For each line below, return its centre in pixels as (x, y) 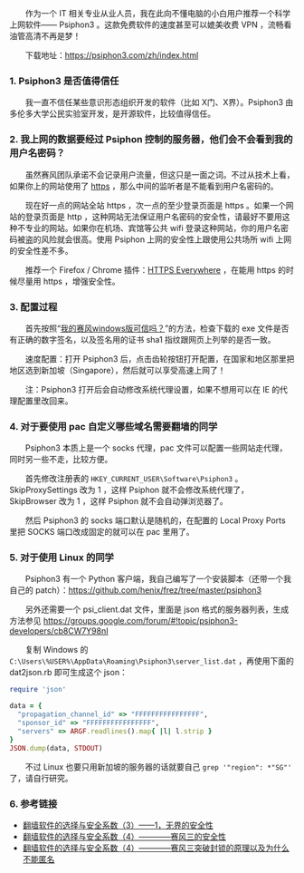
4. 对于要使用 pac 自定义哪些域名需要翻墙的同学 (114, 426)
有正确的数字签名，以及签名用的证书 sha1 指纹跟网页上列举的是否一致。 (142, 339)
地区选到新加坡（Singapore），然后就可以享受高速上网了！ (118, 370)
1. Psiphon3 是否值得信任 (64, 81)
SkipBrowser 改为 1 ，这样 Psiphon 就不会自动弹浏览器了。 (119, 501)
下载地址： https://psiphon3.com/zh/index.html (112, 55)
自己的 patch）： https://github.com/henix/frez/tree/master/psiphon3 (136, 590)
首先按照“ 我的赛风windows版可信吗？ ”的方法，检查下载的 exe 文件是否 (157, 328)
